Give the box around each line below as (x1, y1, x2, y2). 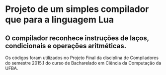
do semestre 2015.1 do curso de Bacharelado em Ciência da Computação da (5, 60, 162, 66)
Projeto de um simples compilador (5, 3, 149, 15)
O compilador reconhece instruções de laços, (5, 34, 149, 42)
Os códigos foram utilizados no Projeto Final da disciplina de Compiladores (5, 55, 159, 61)
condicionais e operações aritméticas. (5, 41, 127, 50)
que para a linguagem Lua (5, 14, 114, 25)
